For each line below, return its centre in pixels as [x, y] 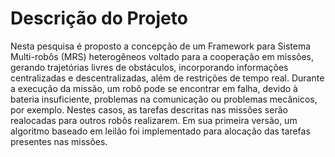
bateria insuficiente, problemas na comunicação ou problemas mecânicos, [164, 99]
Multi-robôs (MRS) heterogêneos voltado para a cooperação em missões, [162, 56]
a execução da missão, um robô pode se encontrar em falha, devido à [154, 88]
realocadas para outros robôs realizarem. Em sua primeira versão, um [154, 120]
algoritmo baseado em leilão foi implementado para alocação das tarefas [160, 131]
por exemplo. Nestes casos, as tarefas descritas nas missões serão [149, 109]
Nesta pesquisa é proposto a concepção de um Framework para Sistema [161, 46]
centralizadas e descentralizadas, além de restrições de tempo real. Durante [167, 78]
